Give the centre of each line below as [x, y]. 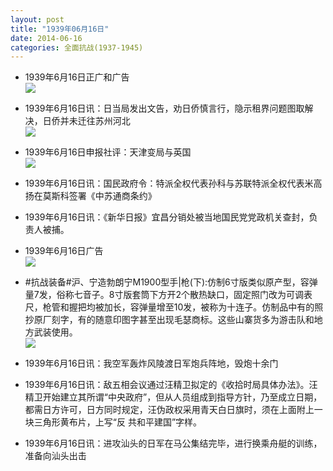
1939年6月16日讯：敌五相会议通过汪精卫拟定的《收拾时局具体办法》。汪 [171, 385]
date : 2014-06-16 [46, 38]
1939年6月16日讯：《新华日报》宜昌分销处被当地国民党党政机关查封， [167, 217]
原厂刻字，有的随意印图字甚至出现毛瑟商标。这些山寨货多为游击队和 [174, 320]
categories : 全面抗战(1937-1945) [77, 47]
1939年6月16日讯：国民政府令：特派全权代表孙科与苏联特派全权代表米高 [173, 183]
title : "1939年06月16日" [60, 29]
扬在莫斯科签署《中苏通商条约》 [90, 196]
